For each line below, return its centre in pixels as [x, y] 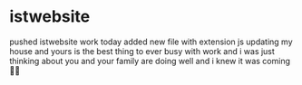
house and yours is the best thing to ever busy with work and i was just [142, 51]
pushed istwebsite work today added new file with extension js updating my [151, 42]
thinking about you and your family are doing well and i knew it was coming [150, 61]
